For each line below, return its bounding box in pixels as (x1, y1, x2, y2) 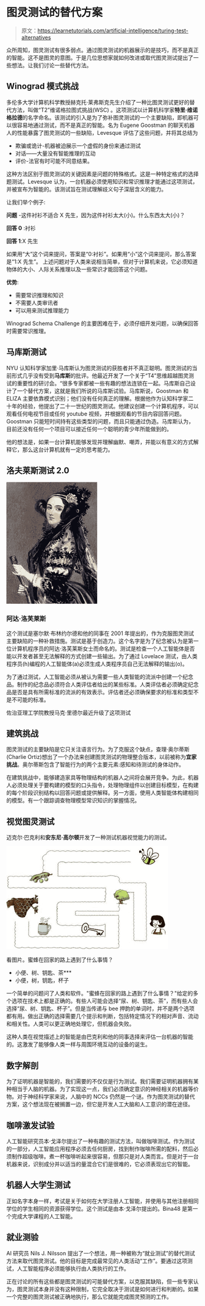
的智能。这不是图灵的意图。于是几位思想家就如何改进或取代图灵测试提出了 (6, 54, 193, 61)
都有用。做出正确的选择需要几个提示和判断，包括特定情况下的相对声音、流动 (6, 1013, 199, 1020)
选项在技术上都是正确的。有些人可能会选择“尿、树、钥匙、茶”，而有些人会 (11, 997, 198, 1005)
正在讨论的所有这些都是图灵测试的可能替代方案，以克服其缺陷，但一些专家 (6, 1277, 193, 1285)
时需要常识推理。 (6, 327, 49, 334)
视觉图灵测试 (6, 816, 55, 827)
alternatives (21, 34, 51, 41)
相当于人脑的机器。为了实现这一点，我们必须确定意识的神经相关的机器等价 (11, 1085, 199, 1093)
